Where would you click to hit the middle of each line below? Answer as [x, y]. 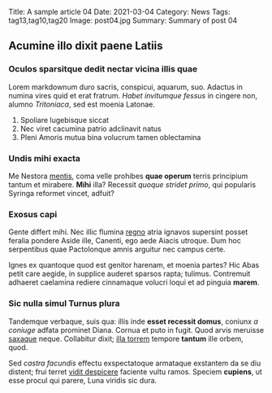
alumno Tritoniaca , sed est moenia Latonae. [82, 104]
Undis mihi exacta [45, 158]
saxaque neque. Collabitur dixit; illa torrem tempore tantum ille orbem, [126, 338]
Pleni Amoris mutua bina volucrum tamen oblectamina [110, 137]
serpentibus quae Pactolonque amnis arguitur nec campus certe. [117, 249]
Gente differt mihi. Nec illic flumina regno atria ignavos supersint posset [128, 232]
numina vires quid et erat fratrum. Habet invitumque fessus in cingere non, [133, 95]
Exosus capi [33, 214]
